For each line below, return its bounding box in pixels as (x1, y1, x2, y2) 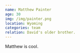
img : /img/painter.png (5, 16, 52, 21)
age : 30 (5, 12, 21, 17)
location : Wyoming (5, 21, 43, 26)
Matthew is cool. (5, 44, 39, 49)
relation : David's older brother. (5, 30, 76, 35)
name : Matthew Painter (5, 7, 52, 12)
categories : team (5, 26, 41, 30)
